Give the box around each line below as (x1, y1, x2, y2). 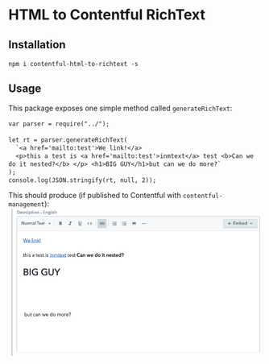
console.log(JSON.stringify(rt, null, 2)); (8, 176, 157, 184)
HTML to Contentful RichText (8, 6, 205, 24)
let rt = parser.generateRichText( (8, 135, 128, 144)
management (8, 200, 45, 209)
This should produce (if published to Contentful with (8, 190, 181, 200)
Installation (8, 38, 66, 52)
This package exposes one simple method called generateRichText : (8, 103, 233, 113)
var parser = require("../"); (8, 119, 110, 128)
